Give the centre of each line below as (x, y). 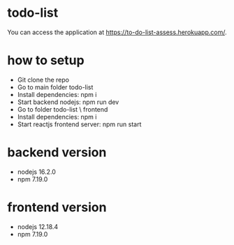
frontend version (57, 207)
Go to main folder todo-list (55, 87)
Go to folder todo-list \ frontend (63, 109)
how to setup (46, 60)
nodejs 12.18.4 (38, 227)
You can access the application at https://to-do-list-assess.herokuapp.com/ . (117, 32)
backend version (57, 153)
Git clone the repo (43, 80)
